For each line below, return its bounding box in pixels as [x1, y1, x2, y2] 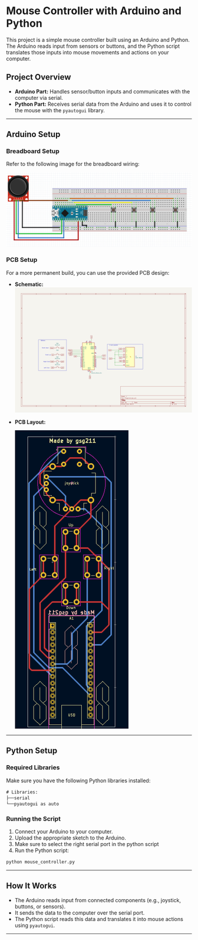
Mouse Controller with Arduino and [6, 4, 181, 18]
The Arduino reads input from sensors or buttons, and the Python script [6, 43, 180, 50]
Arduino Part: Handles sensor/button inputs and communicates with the [14, 87, 190, 95]
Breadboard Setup [6, 147, 60, 155]
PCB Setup [6, 256, 38, 264]
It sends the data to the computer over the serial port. [14, 909, 145, 916]
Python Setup [6, 746, 58, 756]
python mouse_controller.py [6, 859, 75, 865]
